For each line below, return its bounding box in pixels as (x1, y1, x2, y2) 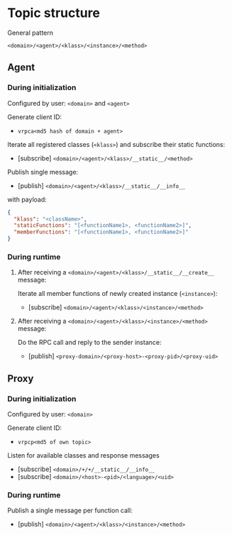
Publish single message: (7, 167, 79, 176)
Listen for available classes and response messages (7, 451, 160, 459)
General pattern (7, 28, 54, 37)
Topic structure (7, 5, 101, 21)
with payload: (7, 195, 48, 204)
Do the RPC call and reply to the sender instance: (17, 338, 162, 347)
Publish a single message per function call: (7, 506, 133, 515)
